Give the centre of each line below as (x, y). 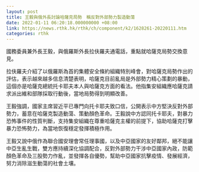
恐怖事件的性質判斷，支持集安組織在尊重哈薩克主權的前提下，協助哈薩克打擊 (99, 121)
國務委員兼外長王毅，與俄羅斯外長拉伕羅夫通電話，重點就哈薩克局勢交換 (94, 52)
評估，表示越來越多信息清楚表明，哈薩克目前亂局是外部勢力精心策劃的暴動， (99, 79)
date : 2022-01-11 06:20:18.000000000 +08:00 (62, 23)
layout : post (22, 12)
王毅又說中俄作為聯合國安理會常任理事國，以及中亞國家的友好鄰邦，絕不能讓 (99, 141)
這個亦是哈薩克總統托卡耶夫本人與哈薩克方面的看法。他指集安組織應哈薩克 (97, 86)
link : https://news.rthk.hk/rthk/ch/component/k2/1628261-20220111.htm (96, 28)
